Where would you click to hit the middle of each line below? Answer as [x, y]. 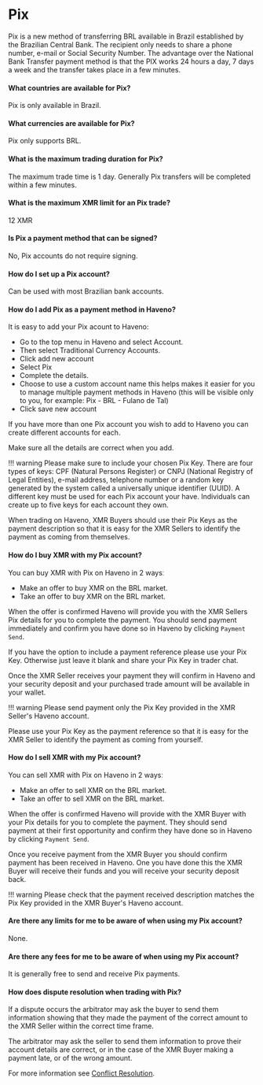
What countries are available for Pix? [69, 87]
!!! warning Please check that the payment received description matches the [131, 894]
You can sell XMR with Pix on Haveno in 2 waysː [86, 775]
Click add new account [57, 359]
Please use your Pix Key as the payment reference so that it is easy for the [128, 731]
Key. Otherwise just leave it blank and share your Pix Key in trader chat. [123, 660]
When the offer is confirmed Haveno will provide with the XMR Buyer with [127, 813]
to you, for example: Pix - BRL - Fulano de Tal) [94, 401]
